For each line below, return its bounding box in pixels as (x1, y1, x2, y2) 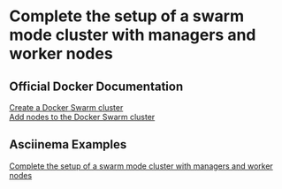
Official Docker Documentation (9, 79, 184, 94)
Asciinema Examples (9, 137, 127, 152)
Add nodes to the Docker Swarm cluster (9, 112, 156, 122)
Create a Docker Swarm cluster (9, 102, 124, 112)
